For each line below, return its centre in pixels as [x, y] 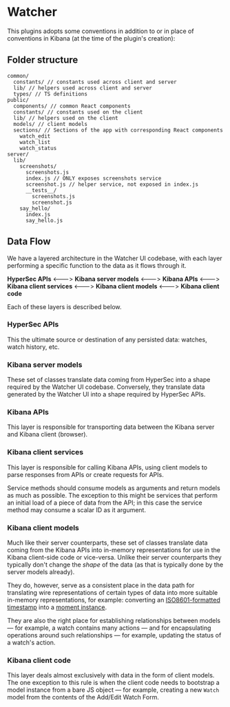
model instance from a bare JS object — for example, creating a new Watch [113, 690]
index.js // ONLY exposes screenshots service [93, 178]
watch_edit [35, 136]
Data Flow [29, 242]
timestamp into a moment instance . [57, 607]
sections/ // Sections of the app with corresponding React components [118, 130]
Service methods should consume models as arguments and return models [114, 488]
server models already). [41, 572]
